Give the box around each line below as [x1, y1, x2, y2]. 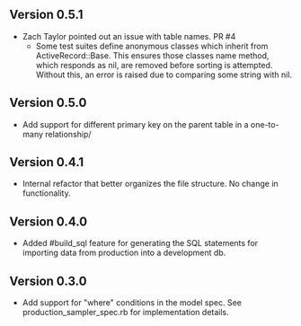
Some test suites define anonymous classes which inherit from [35, 40, 269, 51]
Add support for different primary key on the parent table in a [22, 119, 249, 129]
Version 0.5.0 [9, 95, 87, 110]
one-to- [250, 119, 280, 129]
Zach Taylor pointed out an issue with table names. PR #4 [22, 31, 236, 41]
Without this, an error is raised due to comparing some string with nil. [35, 69, 293, 80]
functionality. [22, 188, 71, 198]
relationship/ [44, 128, 92, 139]
